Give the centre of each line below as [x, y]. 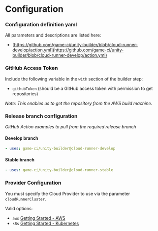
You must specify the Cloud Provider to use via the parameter [68, 193]
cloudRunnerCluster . [26, 199]
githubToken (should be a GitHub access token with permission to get [82, 88]
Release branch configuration [41, 116]
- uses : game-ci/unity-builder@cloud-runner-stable [59, 170]
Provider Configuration [33, 183]
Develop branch [22, 138]
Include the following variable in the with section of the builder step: [74, 79]
